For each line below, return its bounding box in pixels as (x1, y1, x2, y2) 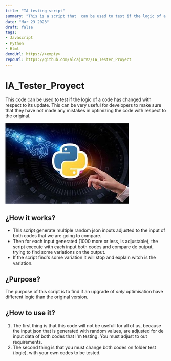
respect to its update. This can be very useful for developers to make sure (5, 102, 162, 108)
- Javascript (5, 35, 33, 41)
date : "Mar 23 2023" (5, 19, 50, 24)
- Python (5, 41, 24, 46)
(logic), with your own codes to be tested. (12, 349, 101, 356)
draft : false (5, 25, 33, 30)
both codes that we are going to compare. (12, 233, 101, 239)
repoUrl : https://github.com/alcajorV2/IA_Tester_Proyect (5, 57, 132, 62)
